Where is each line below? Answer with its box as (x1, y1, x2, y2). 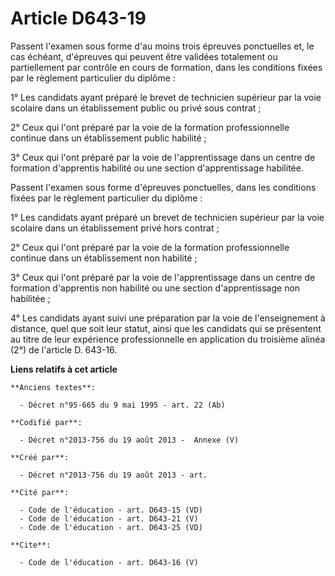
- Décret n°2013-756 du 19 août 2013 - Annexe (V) (19, 435, 240, 445)
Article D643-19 (10, 7, 147, 30)
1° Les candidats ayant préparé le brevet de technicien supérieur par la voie (10, 91, 322, 103)
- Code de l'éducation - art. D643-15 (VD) (19, 505, 203, 515)
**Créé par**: (10, 452, 70, 462)
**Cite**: (10, 540, 52, 550)
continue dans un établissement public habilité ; (10, 132, 207, 144)
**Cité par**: (10, 487, 70, 497)
